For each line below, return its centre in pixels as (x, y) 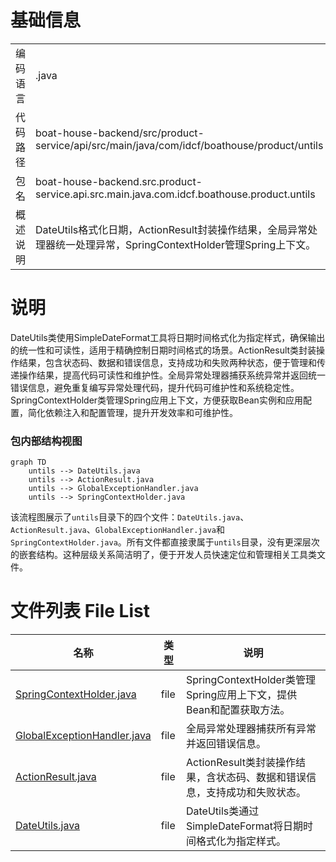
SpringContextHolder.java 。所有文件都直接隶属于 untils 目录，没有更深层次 (165, 542)
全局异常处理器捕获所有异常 (251, 729)
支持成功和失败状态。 (256, 793)
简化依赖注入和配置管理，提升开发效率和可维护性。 (132, 412)
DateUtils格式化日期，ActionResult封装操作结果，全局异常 (171, 229)
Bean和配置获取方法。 (238, 710)
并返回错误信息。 (226, 744)
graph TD (28, 462)
